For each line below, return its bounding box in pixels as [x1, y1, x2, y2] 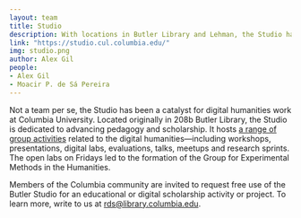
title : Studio [9, 22, 63, 31]
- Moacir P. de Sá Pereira [9, 80, 110, 89]
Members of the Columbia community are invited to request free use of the [9, 179, 287, 189]
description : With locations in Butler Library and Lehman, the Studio [9, 30, 282, 39]
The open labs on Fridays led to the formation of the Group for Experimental [9, 152, 289, 162]
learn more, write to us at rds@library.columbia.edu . [9, 198, 202, 209]
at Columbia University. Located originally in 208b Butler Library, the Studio [9, 114, 288, 125]
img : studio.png [9, 47, 70, 56]
